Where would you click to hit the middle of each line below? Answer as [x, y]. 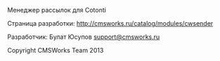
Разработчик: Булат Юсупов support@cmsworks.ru [84, 37]
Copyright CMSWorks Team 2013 [56, 50]
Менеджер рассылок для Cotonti [57, 10]
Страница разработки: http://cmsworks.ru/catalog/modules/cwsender [110, 23]
